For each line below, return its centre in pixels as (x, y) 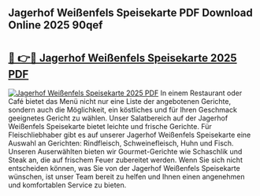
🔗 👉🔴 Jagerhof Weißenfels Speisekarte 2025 (123, 58)
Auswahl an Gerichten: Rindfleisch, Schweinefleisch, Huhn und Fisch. (121, 143)
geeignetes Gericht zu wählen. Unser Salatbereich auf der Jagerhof (118, 118)
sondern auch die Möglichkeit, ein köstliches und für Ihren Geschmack (123, 110)
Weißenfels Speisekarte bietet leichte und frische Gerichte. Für (110, 126)
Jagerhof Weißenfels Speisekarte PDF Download (131, 13)
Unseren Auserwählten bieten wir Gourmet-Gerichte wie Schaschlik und (125, 152)
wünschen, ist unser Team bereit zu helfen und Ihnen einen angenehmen (126, 177)
